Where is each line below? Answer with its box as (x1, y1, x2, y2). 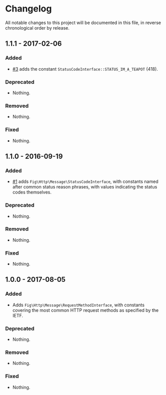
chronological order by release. (5, 25, 70, 31)
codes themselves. (12, 189, 51, 195)
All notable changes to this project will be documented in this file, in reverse (5, 20, 161, 26)
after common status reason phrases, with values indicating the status (12, 184, 157, 190)
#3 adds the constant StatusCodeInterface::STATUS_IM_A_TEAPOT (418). (12, 66, 158, 72)
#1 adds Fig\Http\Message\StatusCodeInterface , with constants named (12, 178, 158, 184)
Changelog (5, 3, 52, 15)
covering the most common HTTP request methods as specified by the (12, 307, 159, 313)
